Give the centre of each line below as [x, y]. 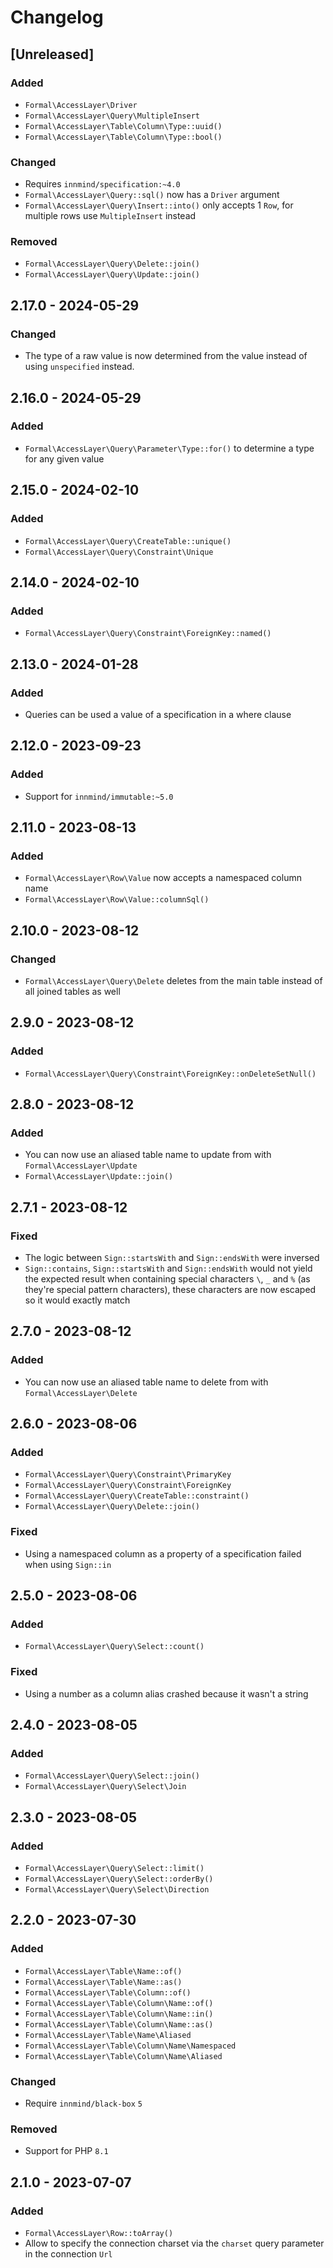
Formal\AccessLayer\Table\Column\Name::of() [119, 2003]
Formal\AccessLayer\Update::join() [99, 1177]
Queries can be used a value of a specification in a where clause [158, 714]
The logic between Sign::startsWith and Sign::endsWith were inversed [172, 1258]
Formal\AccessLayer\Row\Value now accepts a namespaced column [163, 878]
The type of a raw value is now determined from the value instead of [166, 356]
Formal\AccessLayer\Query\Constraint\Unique [119, 552]
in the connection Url [68, 2254]
